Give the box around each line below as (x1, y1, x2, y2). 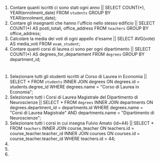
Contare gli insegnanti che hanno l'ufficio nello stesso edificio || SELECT (9, 20, 155, 26)
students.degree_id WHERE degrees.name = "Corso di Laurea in (9, 84, 140, 90)
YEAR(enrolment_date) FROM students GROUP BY (9, 10, 111, 16)
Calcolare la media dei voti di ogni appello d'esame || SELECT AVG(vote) (9, 36, 155, 41)
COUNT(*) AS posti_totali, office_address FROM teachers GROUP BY (9, 25, 149, 31)
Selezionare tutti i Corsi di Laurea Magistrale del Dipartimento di (9, 94, 138, 100)
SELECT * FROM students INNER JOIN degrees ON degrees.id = (9, 79, 140, 85)
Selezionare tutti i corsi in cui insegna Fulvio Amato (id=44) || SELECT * (9, 120, 154, 126)
